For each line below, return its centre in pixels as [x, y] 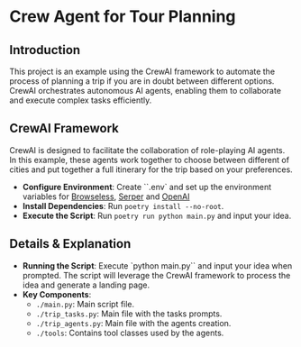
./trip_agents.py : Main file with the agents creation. [133, 323]
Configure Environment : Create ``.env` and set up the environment [147, 187]
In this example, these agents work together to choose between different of [150, 160]
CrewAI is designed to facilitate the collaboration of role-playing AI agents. [147, 150]
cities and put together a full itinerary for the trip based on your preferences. [151, 169]
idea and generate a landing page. [86, 285]
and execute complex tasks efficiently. [81, 100]
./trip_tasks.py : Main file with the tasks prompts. [129, 314]
